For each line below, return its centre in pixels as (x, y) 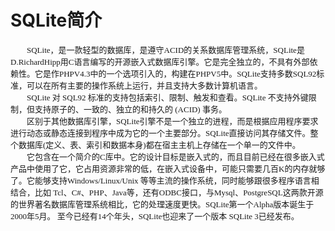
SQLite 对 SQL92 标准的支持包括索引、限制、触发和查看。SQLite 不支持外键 (167, 97)
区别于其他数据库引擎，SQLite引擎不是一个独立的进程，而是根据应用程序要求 (172, 121)
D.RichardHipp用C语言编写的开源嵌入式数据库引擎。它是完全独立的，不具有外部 (160, 61)
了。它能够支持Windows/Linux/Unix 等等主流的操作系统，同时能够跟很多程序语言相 (165, 180)
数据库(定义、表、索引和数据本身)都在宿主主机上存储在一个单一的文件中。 (159, 144)
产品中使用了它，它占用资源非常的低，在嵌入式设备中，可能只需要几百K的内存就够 (168, 168)
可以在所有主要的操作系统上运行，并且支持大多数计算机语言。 (144, 85)
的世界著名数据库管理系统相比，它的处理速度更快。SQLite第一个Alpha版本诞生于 (162, 204)
